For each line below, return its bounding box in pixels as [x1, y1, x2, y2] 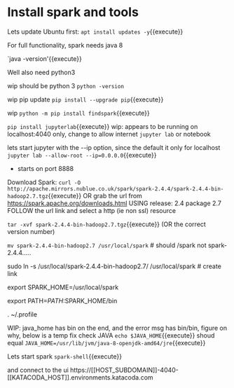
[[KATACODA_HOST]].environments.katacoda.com [7, 373, 153, 382]
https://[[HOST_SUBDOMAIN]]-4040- [69, 366, 179, 374]
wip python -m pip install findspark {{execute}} [7, 109, 151, 117]
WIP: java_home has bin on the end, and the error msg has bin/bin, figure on [7, 324, 228, 332]
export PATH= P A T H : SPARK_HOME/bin [7, 296, 118, 305]
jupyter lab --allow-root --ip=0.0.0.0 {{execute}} [7, 151, 157, 159]
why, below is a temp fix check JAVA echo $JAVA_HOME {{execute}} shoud [7, 331, 215, 340]
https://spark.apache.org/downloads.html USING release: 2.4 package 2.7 [7, 199, 222, 207]
